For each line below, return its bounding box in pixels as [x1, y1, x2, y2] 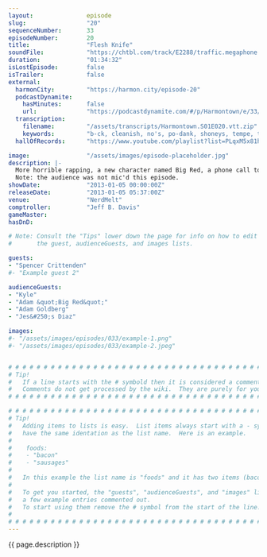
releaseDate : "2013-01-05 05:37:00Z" [8, 188, 165, 196]
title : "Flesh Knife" [8, 41, 133, 49]
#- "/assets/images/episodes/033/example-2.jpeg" [8, 342, 176, 350]
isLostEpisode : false [8, 64, 105, 72]
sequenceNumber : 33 [8, 26, 94, 34]
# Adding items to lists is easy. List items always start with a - [8, 422, 250, 430]
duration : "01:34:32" [8, 56, 123, 64]
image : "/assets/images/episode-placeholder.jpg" [8, 152, 229, 160]
